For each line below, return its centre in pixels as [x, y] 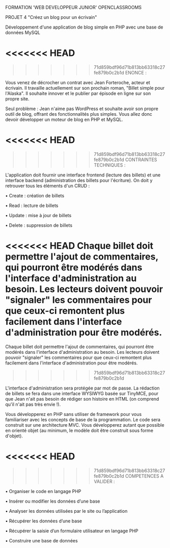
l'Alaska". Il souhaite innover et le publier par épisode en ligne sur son [78, 93]
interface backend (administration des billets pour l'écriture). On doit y [79, 180]
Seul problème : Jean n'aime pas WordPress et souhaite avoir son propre [82, 109]
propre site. [17, 98]
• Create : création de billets [35, 195]
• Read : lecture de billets [32, 205]
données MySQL [23, 32]
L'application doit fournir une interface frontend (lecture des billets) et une [83, 175]
